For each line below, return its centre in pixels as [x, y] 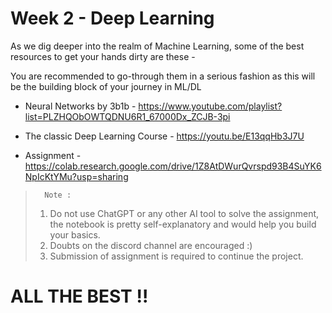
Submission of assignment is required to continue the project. [176, 256]
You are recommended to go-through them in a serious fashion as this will [163, 76]
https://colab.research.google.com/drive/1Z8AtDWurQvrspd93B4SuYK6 [173, 166]
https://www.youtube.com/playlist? [210, 106]
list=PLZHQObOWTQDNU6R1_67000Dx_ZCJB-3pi [127, 116]
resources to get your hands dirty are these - [103, 56]
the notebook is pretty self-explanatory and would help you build [183, 224]
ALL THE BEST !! [79, 296]
